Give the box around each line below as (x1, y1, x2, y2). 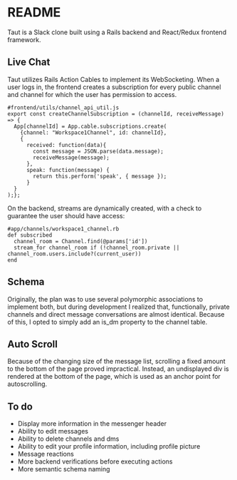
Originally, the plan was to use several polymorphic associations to (7, 295, 204, 303)
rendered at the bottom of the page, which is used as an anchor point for (7, 372, 221, 381)
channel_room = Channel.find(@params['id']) (14, 238, 148, 245)
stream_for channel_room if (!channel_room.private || (14, 244, 180, 251)
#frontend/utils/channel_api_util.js (7, 104, 120, 111)
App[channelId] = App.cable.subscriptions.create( (14, 123, 167, 130)
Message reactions (17, 450, 75, 459)
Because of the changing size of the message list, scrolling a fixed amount (7, 357, 226, 366)
